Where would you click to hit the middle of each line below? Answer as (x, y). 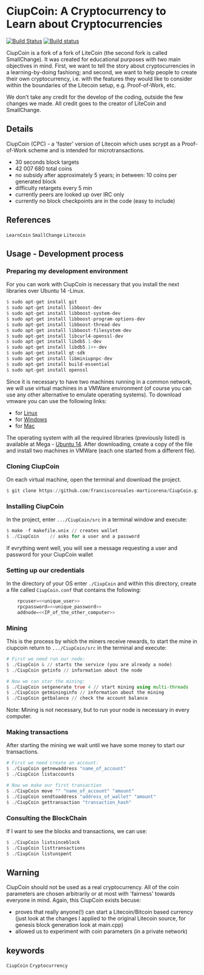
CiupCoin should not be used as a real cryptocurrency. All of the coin (93, 887)
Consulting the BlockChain (46, 818)
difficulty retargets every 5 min (53, 188)
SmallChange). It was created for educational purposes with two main (93, 59)
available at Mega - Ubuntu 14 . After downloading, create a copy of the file (100, 444)
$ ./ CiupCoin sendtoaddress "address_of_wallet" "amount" (81, 797)
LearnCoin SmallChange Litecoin (46, 235)
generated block (36, 181)
